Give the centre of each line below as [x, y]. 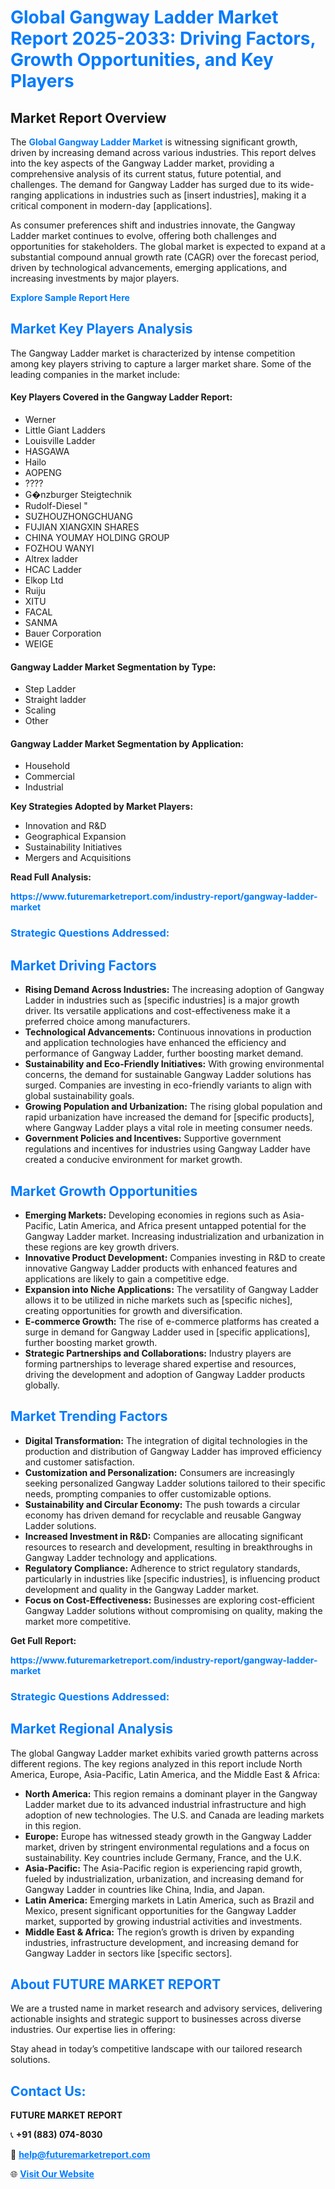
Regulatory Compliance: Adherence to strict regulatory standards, [162, 1568]
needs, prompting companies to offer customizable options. [148, 1493]
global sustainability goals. [79, 1096]
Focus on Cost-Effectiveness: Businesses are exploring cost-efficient [169, 1600]
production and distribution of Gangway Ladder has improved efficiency [173, 1451]
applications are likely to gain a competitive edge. [127, 1278]
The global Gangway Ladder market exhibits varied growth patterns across [164, 1753]
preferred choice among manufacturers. [107, 1022]
